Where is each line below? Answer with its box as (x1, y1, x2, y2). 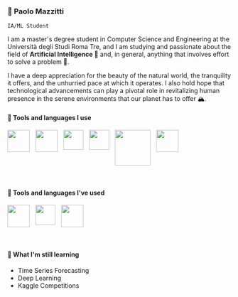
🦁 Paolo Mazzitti (7, 6, 65, 16)
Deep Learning (17, 274, 62, 282)
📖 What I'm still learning (7, 250, 80, 259)
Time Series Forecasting (17, 266, 90, 274)
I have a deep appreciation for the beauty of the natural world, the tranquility (7, 71, 232, 80)
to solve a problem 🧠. (7, 58, 70, 66)
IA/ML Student (7, 23, 50, 30)
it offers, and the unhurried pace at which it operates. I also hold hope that (7, 79, 225, 87)
